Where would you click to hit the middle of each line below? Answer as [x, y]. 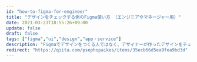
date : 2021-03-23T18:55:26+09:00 [47, 22]
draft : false [22, 34]
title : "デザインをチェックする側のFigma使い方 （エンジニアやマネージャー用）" [94, 17]
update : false [24, 28]
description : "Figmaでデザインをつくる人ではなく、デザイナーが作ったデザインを [95, 45]
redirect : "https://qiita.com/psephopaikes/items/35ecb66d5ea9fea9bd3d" [97, 50]
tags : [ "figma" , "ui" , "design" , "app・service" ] [64, 39]
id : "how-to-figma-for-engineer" [47, 12]
